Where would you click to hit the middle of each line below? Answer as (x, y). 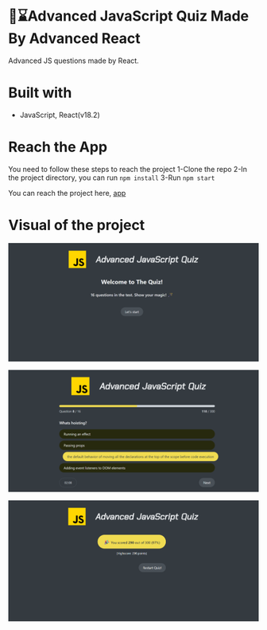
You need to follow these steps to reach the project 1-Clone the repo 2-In (128, 169)
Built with (40, 93)
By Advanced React (74, 39)
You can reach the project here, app (67, 193)
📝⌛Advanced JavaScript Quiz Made (129, 16)
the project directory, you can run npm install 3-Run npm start (112, 178)
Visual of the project (77, 225)
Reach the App (58, 147)
